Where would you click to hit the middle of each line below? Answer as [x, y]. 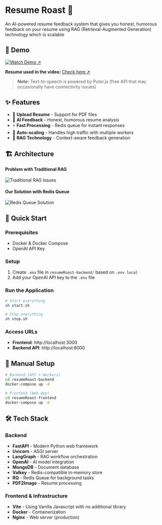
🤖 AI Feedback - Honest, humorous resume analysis [66, 119]
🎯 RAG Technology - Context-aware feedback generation [71, 138]
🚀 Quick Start [26, 218]
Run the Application [29, 291]
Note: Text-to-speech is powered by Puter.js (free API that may [82, 81]
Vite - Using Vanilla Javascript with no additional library [69, 507]
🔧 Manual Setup [30, 364]
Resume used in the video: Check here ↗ [48, 72]
